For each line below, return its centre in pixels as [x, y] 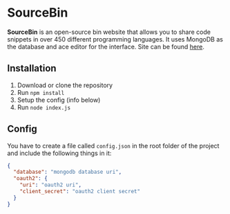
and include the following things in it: [59, 153]
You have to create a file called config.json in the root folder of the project [113, 145]
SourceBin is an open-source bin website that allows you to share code [109, 32]
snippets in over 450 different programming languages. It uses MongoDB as [115, 39]
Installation [32, 68]
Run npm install [41, 92]
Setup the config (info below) [59, 100]
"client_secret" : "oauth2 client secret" [80, 192]
